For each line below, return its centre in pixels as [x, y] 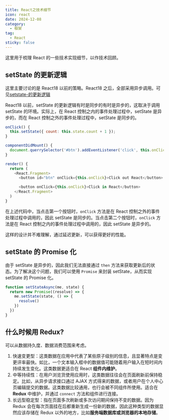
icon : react [18, 15]
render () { [17, 164]
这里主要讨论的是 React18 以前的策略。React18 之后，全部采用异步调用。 [81, 88]
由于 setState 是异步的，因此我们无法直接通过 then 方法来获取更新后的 [78, 265]
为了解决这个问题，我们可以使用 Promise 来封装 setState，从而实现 [83, 271]
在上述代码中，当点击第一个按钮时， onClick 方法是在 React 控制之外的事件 [82, 211]
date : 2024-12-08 [23, 19]
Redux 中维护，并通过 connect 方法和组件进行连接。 [66, 393]
